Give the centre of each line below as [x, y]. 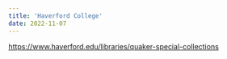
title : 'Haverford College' [56, 16]
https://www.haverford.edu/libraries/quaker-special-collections [114, 46]
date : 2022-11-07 [38, 23]
